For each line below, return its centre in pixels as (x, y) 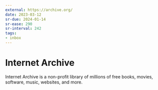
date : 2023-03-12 (23, 15)
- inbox (13, 38)
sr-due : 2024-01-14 (26, 19)
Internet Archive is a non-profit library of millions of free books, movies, (79, 76)
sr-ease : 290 (19, 24)
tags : (11, 33)
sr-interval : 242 (23, 29)
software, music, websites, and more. (44, 82)
